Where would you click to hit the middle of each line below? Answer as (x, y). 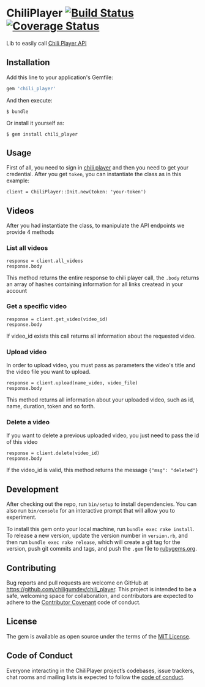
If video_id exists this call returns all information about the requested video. (101, 336)
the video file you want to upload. (48, 372)
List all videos (27, 248)
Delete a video (28, 422)
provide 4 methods (30, 232)
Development (33, 489)
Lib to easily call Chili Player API (47, 43)
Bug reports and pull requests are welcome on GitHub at (77, 583)
